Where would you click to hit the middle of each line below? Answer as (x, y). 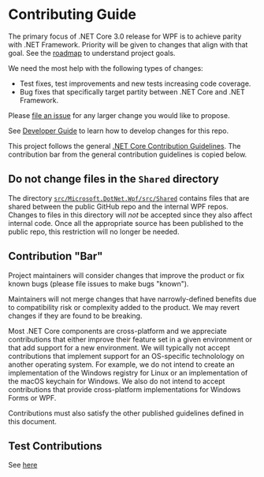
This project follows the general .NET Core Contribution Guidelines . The (125, 146)
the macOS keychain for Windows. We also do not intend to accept (117, 381)
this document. (33, 421)
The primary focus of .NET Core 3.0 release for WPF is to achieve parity (125, 36)
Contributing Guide (72, 15)
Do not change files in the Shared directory (113, 179)
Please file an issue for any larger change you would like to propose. (119, 115)
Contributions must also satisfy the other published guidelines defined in (126, 413)
